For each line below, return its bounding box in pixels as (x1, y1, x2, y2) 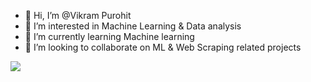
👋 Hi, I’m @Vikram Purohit (24, 10, 132, 21)
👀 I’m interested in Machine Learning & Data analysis (24, 20, 242, 32)
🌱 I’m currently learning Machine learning (24, 31, 195, 42)
